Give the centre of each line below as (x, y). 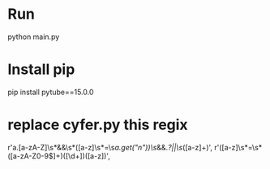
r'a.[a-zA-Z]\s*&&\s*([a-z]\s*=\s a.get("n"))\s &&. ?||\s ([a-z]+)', (110, 147)
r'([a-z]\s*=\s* (238, 147)
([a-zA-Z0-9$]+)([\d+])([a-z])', (59, 156)
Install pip (41, 69)
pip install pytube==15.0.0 (51, 92)
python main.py (34, 37)
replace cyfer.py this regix (98, 125)
